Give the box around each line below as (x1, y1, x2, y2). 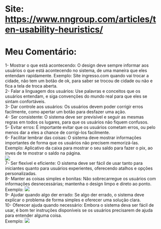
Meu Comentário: (5, 46, 77, 57)
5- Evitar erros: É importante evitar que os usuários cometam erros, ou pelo (5, 124, 156, 130)
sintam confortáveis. (5, 99, 46, 105)
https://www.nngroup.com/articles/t (5, 14, 156, 25)
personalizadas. (5, 171, 37, 176)
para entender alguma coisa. (5, 212, 62, 218)
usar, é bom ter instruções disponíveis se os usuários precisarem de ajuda (5, 208, 153, 213)
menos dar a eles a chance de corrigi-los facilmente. (5, 130, 110, 136)
